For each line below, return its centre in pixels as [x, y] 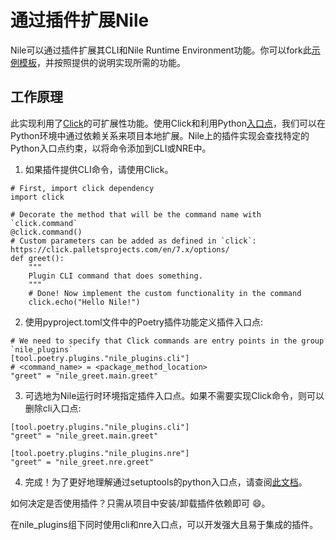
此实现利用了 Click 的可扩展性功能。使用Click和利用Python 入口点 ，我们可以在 [168, 123]
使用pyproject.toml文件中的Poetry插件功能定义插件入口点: [144, 322]
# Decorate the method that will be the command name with [136, 214]
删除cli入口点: [53, 408]
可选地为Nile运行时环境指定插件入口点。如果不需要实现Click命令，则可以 [174, 395]
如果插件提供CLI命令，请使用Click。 [99, 169]
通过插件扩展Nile [80, 20]
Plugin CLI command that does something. [115, 276]
